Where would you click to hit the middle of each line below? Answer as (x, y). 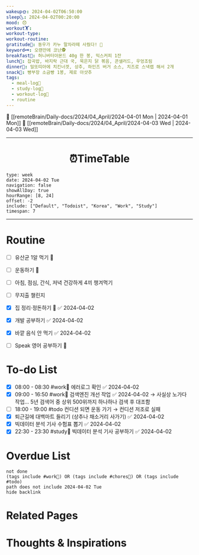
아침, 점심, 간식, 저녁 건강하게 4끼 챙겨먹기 (64, 283)
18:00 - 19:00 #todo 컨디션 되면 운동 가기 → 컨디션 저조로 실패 (88, 409)
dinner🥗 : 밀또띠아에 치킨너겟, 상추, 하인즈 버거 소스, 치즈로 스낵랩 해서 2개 (90, 67)
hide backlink (24, 492)
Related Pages (42, 516)
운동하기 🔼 (27, 270)
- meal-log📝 (26, 84)
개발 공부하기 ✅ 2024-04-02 (49, 320)
